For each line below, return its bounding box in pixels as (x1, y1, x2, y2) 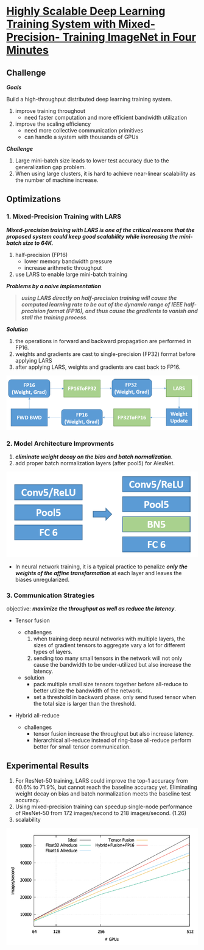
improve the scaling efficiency (15, 120, 91, 128)
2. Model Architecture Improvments (6, 439, 114, 448)
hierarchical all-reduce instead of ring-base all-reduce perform (33, 737, 192, 744)
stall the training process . (21, 313, 88, 321)
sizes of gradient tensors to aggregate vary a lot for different (33, 642, 186, 649)
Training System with (6, 17, 116, 31)
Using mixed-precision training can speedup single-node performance (15, 803, 193, 810)
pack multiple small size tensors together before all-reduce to (33, 681, 188, 688)
